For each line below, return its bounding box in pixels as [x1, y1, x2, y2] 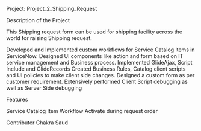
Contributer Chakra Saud [6, 119, 68, 126]
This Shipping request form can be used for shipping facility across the [6, 28, 182, 35]
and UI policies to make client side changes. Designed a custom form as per [6, 72, 195, 78]
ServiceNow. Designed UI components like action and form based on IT [6, 53, 184, 59]
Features [6, 96, 28, 103]
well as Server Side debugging [6, 84, 82, 92]
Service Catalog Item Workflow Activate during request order [6, 108, 158, 114]
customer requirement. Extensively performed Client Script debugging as [6, 78, 188, 85]
